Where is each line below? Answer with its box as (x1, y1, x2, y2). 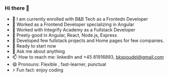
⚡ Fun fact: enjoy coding (12, 67, 64, 73)
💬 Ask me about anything (12, 48, 65, 55)
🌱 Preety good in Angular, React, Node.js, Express (12, 32, 118, 38)
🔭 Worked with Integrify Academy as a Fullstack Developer (12, 27, 135, 33)
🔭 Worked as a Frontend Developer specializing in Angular (12, 21, 134, 27)
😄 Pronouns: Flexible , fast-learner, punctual (12, 61, 106, 67)
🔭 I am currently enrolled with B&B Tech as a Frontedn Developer (12, 16, 148, 22)
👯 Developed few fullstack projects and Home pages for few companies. (12, 37, 164, 44)
